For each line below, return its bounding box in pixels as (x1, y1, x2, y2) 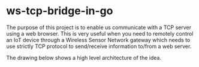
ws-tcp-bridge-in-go (6, 4, 113, 18)
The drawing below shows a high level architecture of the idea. (6, 54, 162, 61)
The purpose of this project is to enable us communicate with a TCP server (6, 24, 192, 31)
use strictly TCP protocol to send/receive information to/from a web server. (6, 43, 192, 50)
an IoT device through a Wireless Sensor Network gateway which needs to (6, 36, 191, 43)
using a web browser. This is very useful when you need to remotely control (6, 30, 194, 37)
